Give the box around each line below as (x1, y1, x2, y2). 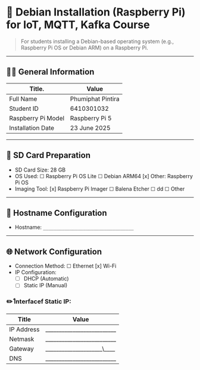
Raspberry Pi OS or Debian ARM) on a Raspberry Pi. (20, 44, 149, 51)
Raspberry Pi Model (9, 114, 64, 122)
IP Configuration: (14, 269, 57, 276)
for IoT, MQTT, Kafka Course (6, 18, 150, 32)
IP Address (9, 325, 40, 333)
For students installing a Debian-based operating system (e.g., (20, 38, 174, 45)
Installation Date (9, 123, 55, 132)
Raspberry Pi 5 (70, 114, 112, 122)
